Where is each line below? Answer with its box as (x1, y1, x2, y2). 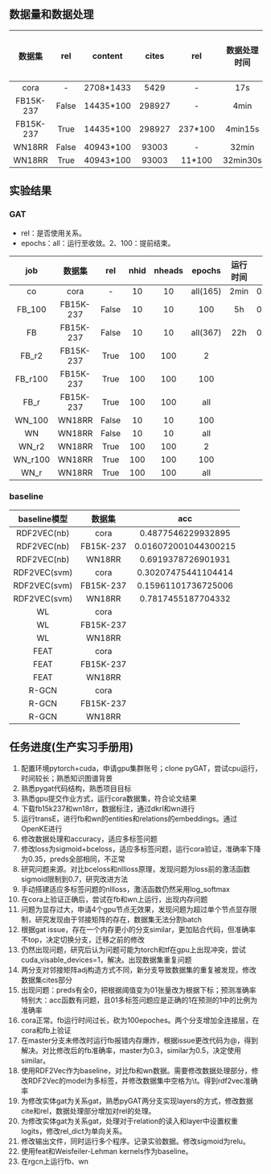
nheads (154, 264, 183, 276)
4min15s (225, 123, 260, 135)
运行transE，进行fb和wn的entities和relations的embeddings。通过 (20, 814, 238, 823)
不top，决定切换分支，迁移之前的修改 (20, 935, 146, 944)
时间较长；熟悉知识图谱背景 (20, 773, 113, 783)
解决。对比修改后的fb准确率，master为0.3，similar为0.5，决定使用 (20, 1045, 242, 1055)
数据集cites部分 (20, 975, 73, 985)
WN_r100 (13, 454, 51, 465)
